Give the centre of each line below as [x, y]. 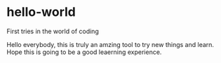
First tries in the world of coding [53, 31]
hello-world [41, 12]
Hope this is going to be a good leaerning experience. [84, 52]
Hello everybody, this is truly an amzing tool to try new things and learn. [110, 44]
